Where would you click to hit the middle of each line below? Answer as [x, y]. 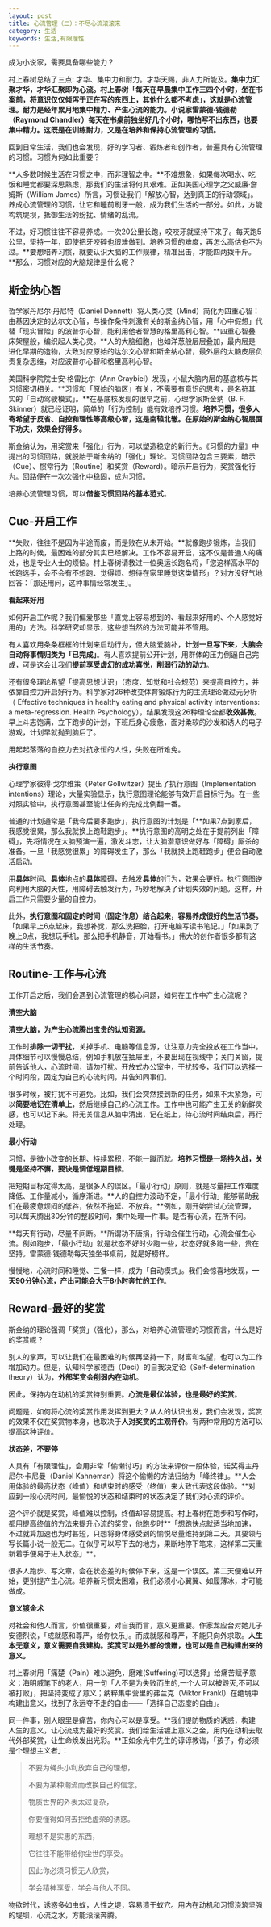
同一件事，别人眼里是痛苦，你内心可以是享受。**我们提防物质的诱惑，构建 [132, 1720]
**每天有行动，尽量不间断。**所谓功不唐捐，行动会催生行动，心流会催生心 [132, 1233]
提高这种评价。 [33, 1431]
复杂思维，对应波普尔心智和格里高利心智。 [86, 362]
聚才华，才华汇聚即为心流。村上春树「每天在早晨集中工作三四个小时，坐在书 [135, 90]
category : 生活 [33, 31]
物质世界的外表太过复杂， [71, 1802]
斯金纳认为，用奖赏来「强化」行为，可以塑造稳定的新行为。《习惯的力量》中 [134, 446]
